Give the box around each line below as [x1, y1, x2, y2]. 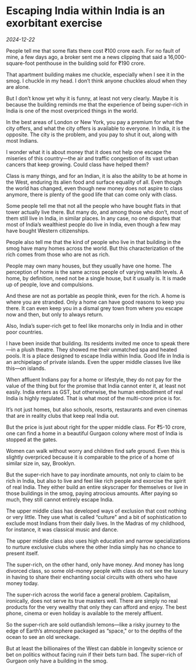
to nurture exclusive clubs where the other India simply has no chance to [6, 543, 181, 551]
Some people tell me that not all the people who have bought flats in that [6, 202, 181, 209]
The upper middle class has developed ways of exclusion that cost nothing [6, 507, 187, 514]
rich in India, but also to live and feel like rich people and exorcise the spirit [6, 477, 186, 484]
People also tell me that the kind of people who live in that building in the [6, 238, 181, 245]
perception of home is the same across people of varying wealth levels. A [6, 268, 184, 276]
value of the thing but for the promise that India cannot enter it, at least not [6, 382, 186, 389]
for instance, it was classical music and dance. [6, 525, 119, 533]
